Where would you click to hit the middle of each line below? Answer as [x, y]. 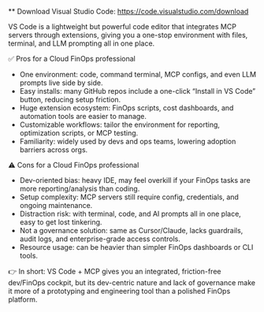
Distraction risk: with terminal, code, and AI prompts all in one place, [130, 214]
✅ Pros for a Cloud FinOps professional [72, 59]
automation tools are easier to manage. [83, 116]
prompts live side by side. [61, 83]
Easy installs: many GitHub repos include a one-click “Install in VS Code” [138, 91]
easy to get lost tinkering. [61, 222]
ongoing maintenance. [56, 205]
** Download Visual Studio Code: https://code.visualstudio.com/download [128, 11]
